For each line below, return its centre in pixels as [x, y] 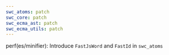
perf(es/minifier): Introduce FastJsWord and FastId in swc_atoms [84, 46]
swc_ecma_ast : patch [32, 23]
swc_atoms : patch [28, 12]
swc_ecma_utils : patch [34, 29]
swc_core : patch [26, 18]
